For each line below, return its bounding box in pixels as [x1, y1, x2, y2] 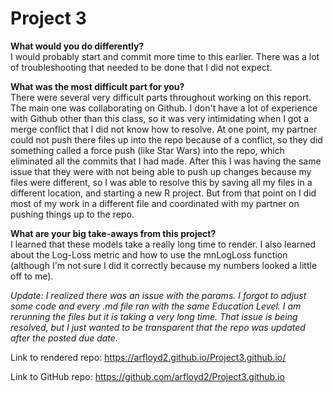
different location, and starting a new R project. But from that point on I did [10, 187, 317, 199]
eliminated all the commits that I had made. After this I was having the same [10, 155, 322, 167]
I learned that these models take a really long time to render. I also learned [10, 238, 317, 250]
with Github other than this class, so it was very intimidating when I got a [10, 112, 310, 124]
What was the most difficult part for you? [10, 80, 185, 92]
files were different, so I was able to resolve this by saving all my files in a [10, 176, 313, 188]
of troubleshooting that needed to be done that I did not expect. [10, 61, 273, 73]
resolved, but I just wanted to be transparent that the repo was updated [10, 321, 306, 333]
